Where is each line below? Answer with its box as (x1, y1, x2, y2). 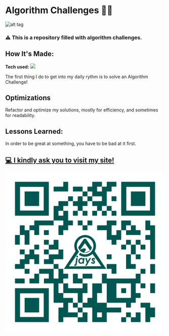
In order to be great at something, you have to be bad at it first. (5, 140, 137, 146)
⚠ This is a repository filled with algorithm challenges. (5, 34, 143, 41)
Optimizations (5, 94, 51, 102)
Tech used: (5, 63, 29, 70)
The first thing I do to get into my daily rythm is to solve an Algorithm (5, 73, 148, 80)
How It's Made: (5, 50, 54, 58)
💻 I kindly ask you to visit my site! (5, 156, 115, 164)
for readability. (5, 113, 35, 119)
